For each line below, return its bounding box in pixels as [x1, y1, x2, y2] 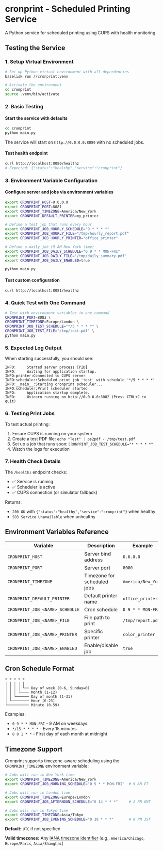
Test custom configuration [5, 277, 60, 283]
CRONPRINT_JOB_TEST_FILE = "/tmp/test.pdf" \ [5, 328, 95, 333]
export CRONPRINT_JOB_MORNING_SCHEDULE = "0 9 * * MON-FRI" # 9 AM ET [5, 782, 149, 786]
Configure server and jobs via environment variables [5, 189, 114, 195]
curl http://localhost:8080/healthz [5, 161, 79, 166]
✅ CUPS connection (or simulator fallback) [12, 489, 98, 495]
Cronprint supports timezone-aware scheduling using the [5, 758, 120, 764]
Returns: [5, 499, 22, 505]
